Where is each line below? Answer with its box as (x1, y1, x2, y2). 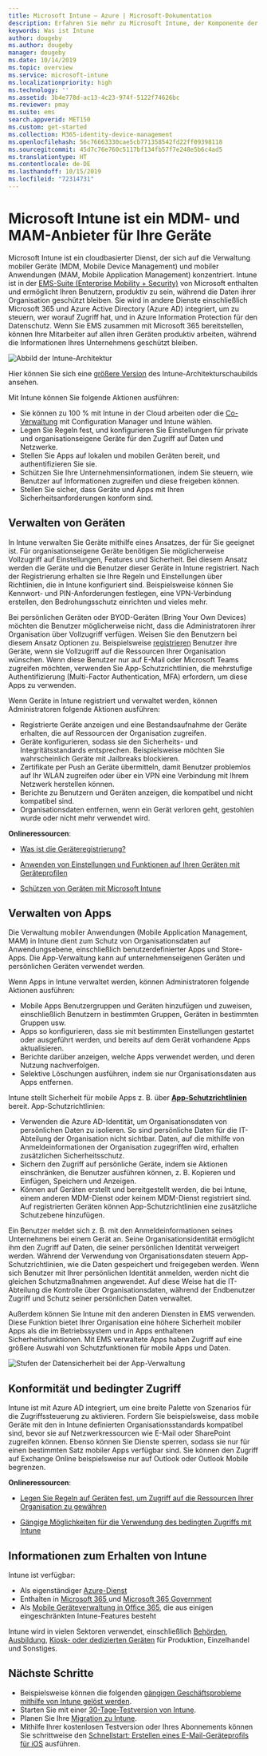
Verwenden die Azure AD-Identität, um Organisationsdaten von (19, 1117, 227, 1126)
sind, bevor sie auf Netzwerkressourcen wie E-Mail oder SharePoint (8, 1428, 231, 1438)
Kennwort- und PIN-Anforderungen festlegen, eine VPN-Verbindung (8, 588, 233, 598)
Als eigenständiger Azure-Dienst (19, 1586, 128, 1595)
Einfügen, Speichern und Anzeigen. (19, 1176, 137, 1186)
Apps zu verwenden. (8, 680, 77, 689)
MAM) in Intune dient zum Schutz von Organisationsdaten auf (8, 936, 211, 946)
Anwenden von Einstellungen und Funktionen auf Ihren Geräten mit (19, 860, 241, 869)
